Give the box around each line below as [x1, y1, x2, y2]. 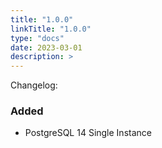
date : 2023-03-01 [10, 42, 83, 53]
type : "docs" [10, 33, 65, 43]
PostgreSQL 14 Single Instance [24, 127, 152, 139]
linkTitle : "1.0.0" [10, 24, 92, 34]
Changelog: [10, 79, 58, 91]
